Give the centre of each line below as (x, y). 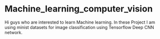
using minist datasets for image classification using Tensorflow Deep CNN (80, 27)
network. (14, 32)
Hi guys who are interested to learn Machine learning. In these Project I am (80, 22)
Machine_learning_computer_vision (79, 9)
